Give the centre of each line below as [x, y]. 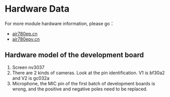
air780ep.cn [25, 34]
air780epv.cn [26, 39]
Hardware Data [37, 9]
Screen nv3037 [28, 67]
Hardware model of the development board [74, 55]
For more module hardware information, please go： [60, 23]
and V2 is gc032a [31, 78]
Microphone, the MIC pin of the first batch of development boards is [84, 83]
